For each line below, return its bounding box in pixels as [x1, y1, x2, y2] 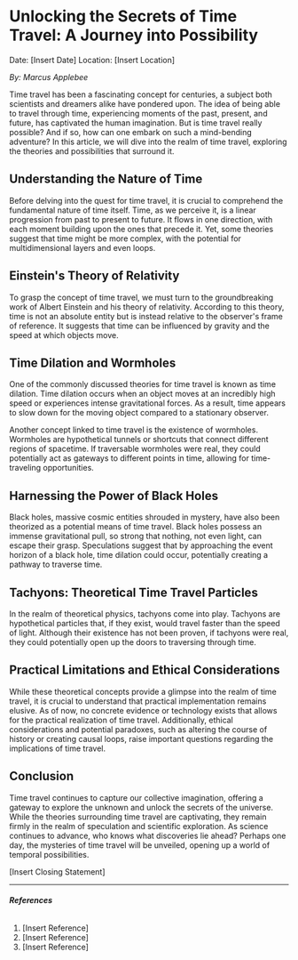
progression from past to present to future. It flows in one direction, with [9, 214, 273, 224]
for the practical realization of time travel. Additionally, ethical [9, 714, 233, 725]
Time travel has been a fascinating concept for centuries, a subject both [9, 89, 273, 100]
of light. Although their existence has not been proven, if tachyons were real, [9, 627, 289, 638]
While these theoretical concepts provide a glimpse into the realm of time [9, 686, 277, 697]
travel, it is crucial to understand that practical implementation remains [9, 696, 267, 706]
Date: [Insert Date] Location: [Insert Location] [9, 54, 176, 65]
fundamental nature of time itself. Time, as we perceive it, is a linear [9, 205, 257, 215]
